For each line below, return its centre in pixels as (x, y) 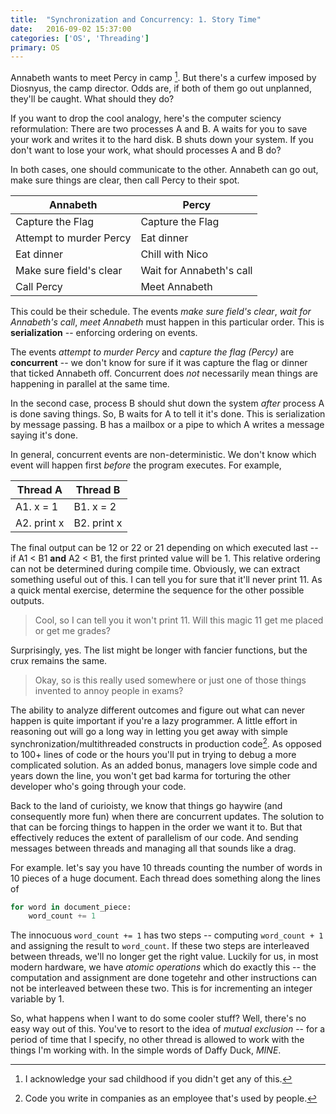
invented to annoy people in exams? (109, 690)
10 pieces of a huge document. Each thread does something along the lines (165, 878)
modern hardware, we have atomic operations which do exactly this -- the (163, 967)
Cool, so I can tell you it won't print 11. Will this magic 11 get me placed (179, 620)
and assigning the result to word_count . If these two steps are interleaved (160, 946)
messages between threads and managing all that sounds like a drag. (153, 848)
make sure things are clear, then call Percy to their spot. (125, 180)
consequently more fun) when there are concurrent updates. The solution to (167, 816)
